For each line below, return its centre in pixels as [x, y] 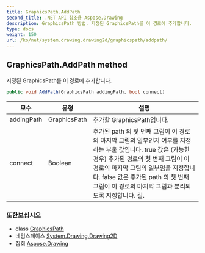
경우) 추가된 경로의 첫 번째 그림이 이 [142, 159]
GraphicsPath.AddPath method [67, 65]
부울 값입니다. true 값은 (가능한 [148, 149]
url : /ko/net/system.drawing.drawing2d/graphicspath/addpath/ [87, 40]
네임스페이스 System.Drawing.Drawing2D [66, 236]
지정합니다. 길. [125, 195]
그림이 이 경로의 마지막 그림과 [133, 186]
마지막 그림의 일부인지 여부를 [139, 140]
